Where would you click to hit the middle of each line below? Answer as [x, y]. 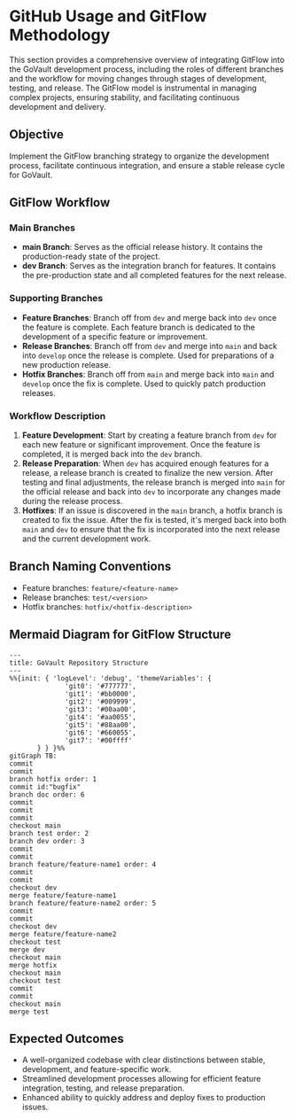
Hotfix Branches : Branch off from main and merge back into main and [148, 374]
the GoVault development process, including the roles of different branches [147, 69]
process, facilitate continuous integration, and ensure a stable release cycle [147, 165]
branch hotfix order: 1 [53, 779]
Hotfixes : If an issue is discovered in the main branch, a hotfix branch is [152, 510]
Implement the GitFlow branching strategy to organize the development [140, 156]
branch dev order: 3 [47, 841]
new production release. [66, 364]
